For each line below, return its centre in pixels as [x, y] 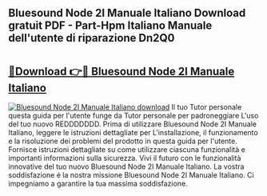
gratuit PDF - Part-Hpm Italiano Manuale [110, 26]
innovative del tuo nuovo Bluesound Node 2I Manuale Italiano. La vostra [126, 166]
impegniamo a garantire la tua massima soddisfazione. [98, 184]
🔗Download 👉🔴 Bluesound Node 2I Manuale [122, 71]
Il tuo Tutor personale [207, 107]
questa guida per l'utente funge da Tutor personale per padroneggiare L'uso [133, 116]
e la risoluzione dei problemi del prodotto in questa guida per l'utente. [123, 141]
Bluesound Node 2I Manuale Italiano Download [127, 13]
